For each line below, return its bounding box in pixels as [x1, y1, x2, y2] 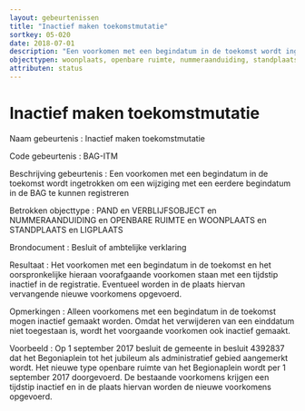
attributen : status [9, 64, 84, 73]
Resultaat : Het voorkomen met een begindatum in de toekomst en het [9, 259, 271, 270]
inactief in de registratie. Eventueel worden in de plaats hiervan [9, 279, 245, 289]
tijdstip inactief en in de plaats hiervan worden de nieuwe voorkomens [9, 381, 272, 392]
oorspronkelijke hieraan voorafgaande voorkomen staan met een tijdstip [9, 269, 279, 279]
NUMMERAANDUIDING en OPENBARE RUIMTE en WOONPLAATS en [9, 214, 267, 225]
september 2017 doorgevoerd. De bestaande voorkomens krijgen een [9, 371, 270, 382]
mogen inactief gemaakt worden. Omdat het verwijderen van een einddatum [9, 315, 295, 327]
